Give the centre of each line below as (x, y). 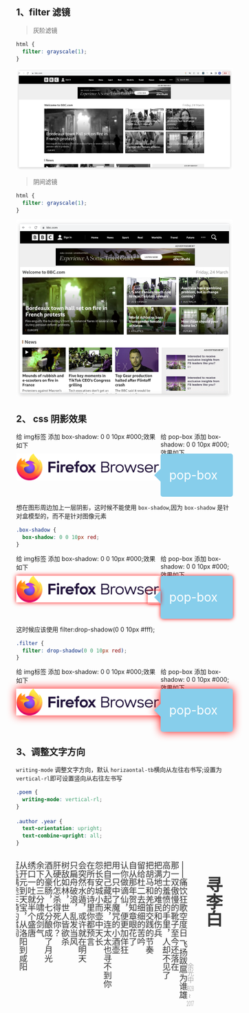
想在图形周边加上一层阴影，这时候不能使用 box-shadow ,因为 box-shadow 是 (120, 507)
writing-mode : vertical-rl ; (63, 799)
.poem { (27, 792)
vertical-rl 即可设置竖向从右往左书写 (69, 778)
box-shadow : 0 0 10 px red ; (61, 537)
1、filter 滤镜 (43, 12)
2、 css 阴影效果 (52, 419)
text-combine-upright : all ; (63, 836)
